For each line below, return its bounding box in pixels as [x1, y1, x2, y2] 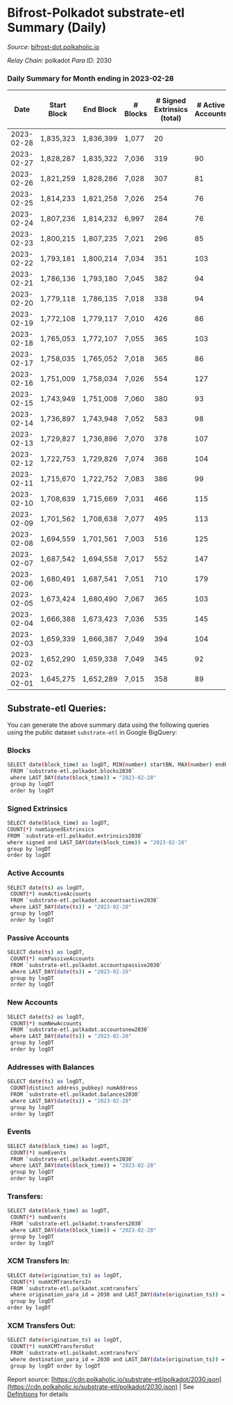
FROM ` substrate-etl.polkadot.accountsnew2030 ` [10, 1026, 150, 1033]
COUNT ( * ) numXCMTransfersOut [10, 1343, 95, 1350]
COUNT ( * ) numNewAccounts [10, 1020, 82, 1027]
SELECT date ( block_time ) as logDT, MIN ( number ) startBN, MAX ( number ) [7, 761, 213, 769]
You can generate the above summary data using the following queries [7, 721, 209, 729]
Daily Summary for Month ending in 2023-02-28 [7, 73, 175, 83]
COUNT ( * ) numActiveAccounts [10, 890, 92, 897]
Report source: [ [7, 1375, 54, 1383]
